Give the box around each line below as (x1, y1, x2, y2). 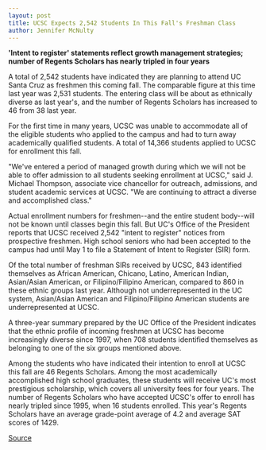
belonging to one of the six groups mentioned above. (8, 343, 182, 353)
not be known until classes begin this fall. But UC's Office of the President (8, 219, 250, 229)
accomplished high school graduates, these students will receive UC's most (8, 375, 256, 386)
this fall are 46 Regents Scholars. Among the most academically (8, 367, 218, 377)
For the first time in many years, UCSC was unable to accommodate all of (8, 121, 249, 131)
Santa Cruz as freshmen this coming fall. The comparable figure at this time (8, 80, 256, 90)
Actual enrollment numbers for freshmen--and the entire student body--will (8, 211, 256, 221)
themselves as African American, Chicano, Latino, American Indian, (8, 269, 229, 278)
